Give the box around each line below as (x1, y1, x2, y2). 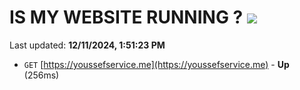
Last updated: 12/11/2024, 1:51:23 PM (9, 39, 166, 51)
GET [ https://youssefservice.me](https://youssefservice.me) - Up (23, 58, 290, 70)
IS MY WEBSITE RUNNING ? (9, 6, 244, 29)
